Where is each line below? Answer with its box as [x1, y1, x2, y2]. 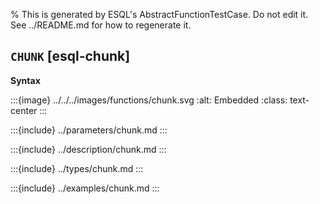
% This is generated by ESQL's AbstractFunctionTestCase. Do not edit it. [10, 9, 309, 20]
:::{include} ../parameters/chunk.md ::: [10, 124, 168, 136]
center [10, 104, 38, 116]
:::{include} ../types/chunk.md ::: [10, 162, 144, 174]
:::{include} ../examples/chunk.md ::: [10, 182, 160, 194]
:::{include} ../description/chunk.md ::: [10, 143, 167, 155]
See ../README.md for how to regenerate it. [10, 19, 192, 31]
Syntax [10, 74, 41, 86]
